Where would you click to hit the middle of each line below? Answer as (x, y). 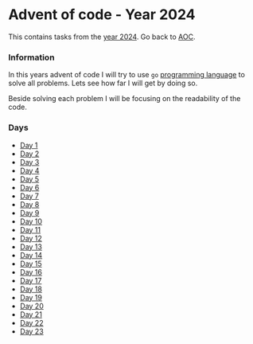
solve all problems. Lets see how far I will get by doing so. (103, 83)
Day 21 (31, 314)
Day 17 (31, 280)
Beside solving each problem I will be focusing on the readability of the (125, 99)
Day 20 (31, 306)
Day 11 (30, 229)
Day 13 (31, 246)
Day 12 (31, 238)
